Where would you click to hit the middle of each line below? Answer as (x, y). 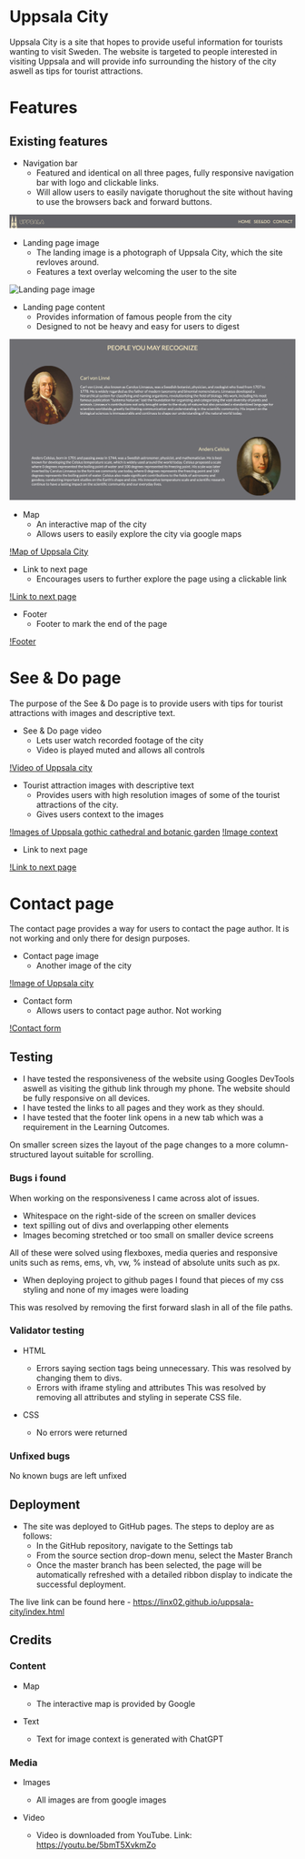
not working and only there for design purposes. (100, 938)
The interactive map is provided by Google (116, 1703)
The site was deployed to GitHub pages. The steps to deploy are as (148, 1526)
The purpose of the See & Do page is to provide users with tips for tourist (146, 703)
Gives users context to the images (100, 814)
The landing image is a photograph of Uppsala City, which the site (159, 252)
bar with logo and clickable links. (97, 182)
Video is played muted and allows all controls (121, 750)
